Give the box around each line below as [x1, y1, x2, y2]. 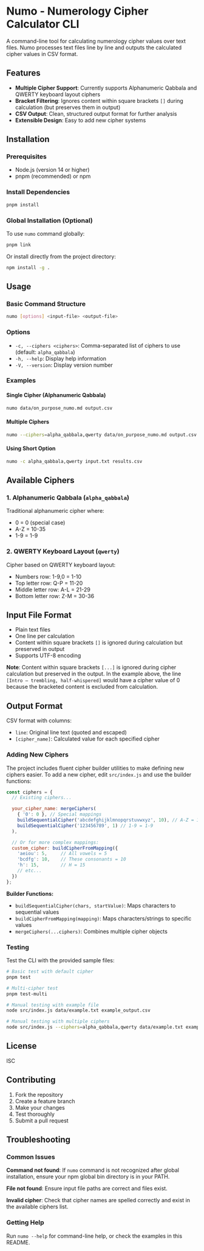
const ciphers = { [6, 789, 53, 795]
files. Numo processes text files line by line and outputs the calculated [6, 44, 182, 51]
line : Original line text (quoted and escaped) [15, 729, 127, 736]
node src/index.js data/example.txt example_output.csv [6, 1007, 151, 1013]
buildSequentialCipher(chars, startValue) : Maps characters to [15, 901, 176, 909]
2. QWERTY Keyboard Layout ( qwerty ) [6, 547, 120, 555]
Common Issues [6, 1152, 56, 1161]
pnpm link [6, 242, 32, 248]
